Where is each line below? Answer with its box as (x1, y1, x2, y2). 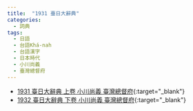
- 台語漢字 (13, 49, 41, 56)
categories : (7, 16, 41, 23)
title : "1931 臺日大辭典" (7, 10, 79, 17)
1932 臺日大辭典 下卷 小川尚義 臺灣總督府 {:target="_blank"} (17, 95, 186, 103)
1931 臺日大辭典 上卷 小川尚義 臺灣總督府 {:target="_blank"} (17, 87, 185, 95)
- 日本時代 (13, 55, 41, 62)
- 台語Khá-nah (13, 42, 52, 49)
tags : (7, 29, 23, 36)
